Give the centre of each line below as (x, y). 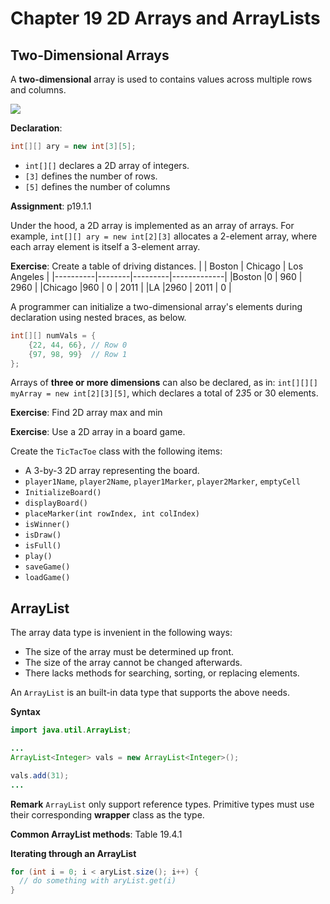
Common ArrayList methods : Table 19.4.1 (96, 834)
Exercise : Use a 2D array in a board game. (98, 432)
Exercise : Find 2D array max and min (86, 413)
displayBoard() (56, 503)
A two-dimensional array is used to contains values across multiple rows (161, 79)
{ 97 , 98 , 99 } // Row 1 (78, 354)
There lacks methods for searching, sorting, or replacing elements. (162, 673)
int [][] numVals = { (53, 335)
